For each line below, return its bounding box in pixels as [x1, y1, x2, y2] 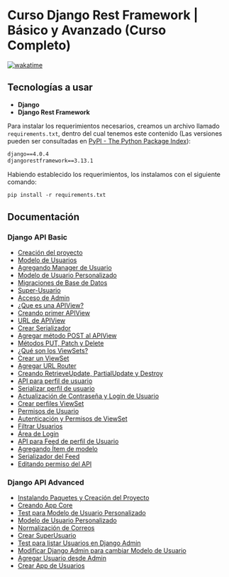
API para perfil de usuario [17, 377, 93, 385]
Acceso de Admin [17, 293, 70, 302]
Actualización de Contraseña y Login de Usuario [17, 392, 160, 401]
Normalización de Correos [17, 524, 95, 532]
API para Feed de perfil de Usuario [17, 437, 119, 446]
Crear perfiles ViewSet [17, 399, 84, 408]
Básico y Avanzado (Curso [7, 22, 167, 38]
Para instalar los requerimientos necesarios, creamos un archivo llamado [7, 122, 220, 130]
